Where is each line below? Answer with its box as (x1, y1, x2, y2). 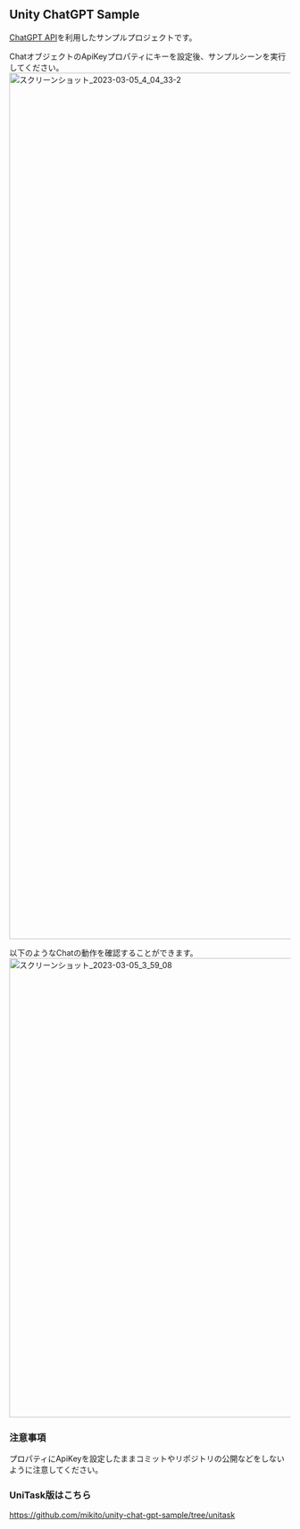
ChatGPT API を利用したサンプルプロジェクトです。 (9, 31, 197, 43)
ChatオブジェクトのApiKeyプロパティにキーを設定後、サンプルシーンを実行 (9, 51, 287, 62)
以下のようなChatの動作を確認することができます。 (9, 947, 198, 958)
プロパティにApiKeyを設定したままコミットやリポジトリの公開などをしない (9, 1453, 285, 1464)
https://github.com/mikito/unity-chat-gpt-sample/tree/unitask (9, 1509, 236, 1521)
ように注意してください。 (9, 1465, 104, 1475)
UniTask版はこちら (9, 1489, 92, 1501)
